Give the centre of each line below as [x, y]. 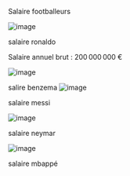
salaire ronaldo [32, 42]
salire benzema [32, 87]
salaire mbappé [33, 163]
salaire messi [29, 103]
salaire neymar [32, 133]
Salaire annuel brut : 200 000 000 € [65, 57]
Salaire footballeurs [40, 11]
